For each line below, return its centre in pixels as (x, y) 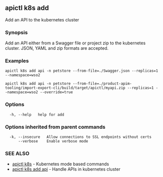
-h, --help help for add (37, 115)
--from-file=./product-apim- (102, 84)
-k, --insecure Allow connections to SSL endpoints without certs (81, 137)
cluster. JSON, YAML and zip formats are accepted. (57, 48)
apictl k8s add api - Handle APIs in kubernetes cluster (66, 169)
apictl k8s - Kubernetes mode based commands (61, 164)
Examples (17, 61)
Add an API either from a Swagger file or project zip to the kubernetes (75, 43)
